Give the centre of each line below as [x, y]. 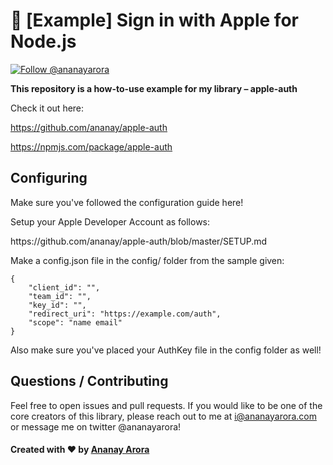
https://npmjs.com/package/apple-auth [91, 146]
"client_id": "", [64, 287]
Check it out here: [47, 108]
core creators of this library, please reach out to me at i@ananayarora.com [163, 416]
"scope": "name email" [75, 322]
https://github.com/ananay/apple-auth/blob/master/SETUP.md [139, 241]
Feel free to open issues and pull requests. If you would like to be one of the [166, 405]
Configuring [49, 178]
